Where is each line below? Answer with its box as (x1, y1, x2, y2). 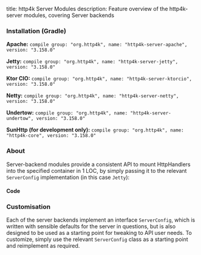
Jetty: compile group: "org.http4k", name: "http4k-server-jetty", (6, 58, 179, 65)
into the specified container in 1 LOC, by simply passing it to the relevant (6, 167, 187, 174)
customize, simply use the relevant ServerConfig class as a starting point (6, 236, 188, 243)
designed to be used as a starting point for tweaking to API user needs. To (6, 229, 192, 237)
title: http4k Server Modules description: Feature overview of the (6, 5, 168, 12)
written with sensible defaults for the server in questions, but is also (6, 223, 176, 230)
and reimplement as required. (6, 242, 80, 250)
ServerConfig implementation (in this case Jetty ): (6, 173, 130, 181)
